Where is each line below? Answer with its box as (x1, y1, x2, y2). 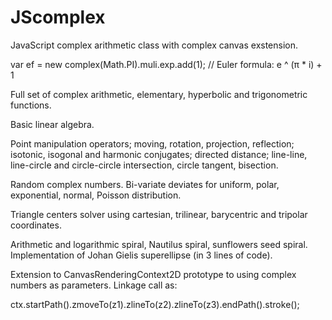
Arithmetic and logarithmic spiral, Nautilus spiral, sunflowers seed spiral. (10, 238, 308, 250)
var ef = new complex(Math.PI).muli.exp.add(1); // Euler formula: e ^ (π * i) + (10, 58, 323, 70)
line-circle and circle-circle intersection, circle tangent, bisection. (10, 159, 279, 171)
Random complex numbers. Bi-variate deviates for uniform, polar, (10, 178, 280, 190)
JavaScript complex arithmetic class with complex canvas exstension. (10, 39, 299, 51)
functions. (10, 99, 52, 111)
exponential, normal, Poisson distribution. (10, 189, 182, 201)
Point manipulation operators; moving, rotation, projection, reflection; (10, 137, 295, 150)
